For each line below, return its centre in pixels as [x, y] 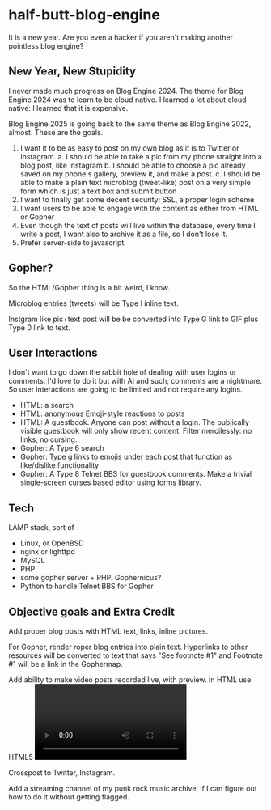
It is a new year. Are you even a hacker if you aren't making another [121, 37]
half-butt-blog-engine [84, 15]
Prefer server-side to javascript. [73, 242]
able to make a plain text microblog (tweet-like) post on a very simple [135, 182]
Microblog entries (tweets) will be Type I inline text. [94, 303]
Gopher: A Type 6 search [62, 448]
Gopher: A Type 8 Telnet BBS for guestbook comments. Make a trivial [136, 474]
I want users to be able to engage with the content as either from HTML [139, 208]
